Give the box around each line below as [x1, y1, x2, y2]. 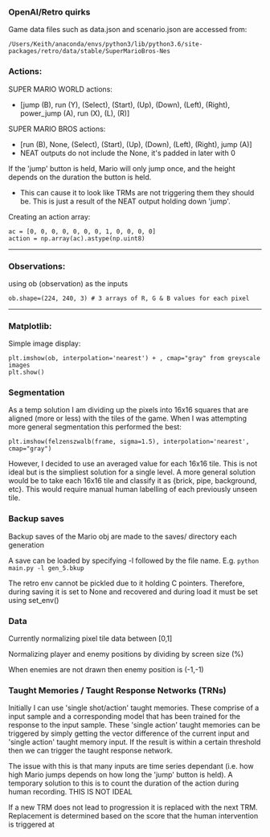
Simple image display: [8, 338, 81, 348]
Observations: [8, 261, 66, 272]
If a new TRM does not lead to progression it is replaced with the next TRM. [8, 802, 259, 812]
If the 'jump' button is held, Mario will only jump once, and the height [8, 163, 235, 173]
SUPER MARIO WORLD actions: [8, 84, 112, 94]
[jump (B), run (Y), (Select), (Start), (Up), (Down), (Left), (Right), [19, 100, 231, 109]
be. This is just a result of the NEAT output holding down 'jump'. [19, 196, 231, 206]
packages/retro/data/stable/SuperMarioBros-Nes [8, 47, 171, 55]
